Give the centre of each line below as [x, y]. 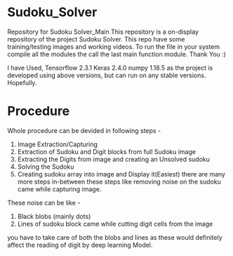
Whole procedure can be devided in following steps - [84, 130]
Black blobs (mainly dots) [54, 216]
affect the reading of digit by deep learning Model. [80, 245]
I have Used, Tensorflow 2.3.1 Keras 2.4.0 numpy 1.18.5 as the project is [110, 68]
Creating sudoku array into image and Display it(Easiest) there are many [121, 174]
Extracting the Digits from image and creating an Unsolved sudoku [114, 159]
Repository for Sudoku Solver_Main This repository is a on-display [103, 32]
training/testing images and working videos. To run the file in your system [114, 46]
